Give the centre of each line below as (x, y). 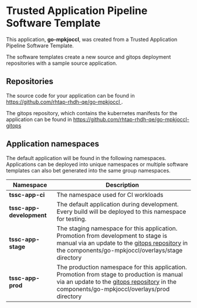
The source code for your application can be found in (70, 95)
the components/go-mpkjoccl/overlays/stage (120, 250)
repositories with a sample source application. (62, 63)
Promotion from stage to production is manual (120, 274)
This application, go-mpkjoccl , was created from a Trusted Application (92, 39)
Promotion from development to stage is (112, 236)
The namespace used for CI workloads (110, 195)
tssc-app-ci (27, 195)
